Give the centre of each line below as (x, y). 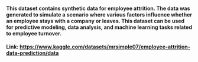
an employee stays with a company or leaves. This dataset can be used (95, 21)
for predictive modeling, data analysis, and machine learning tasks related (99, 27)
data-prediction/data (33, 53)
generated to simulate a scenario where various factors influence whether (99, 14)
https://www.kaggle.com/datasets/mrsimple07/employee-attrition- (105, 47)
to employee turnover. (34, 33)
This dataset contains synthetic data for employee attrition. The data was (98, 8)
